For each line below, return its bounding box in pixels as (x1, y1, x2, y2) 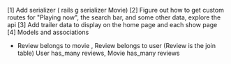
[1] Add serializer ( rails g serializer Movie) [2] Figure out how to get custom (7, 6, 225, 14)
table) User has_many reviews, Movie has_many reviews (17, 49, 180, 57)
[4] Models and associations (7, 28, 89, 36)
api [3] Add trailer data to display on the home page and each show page (7, 21, 218, 29)
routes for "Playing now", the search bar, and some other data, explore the (7, 13, 221, 22)
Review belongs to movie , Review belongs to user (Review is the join (17, 42, 216, 49)
